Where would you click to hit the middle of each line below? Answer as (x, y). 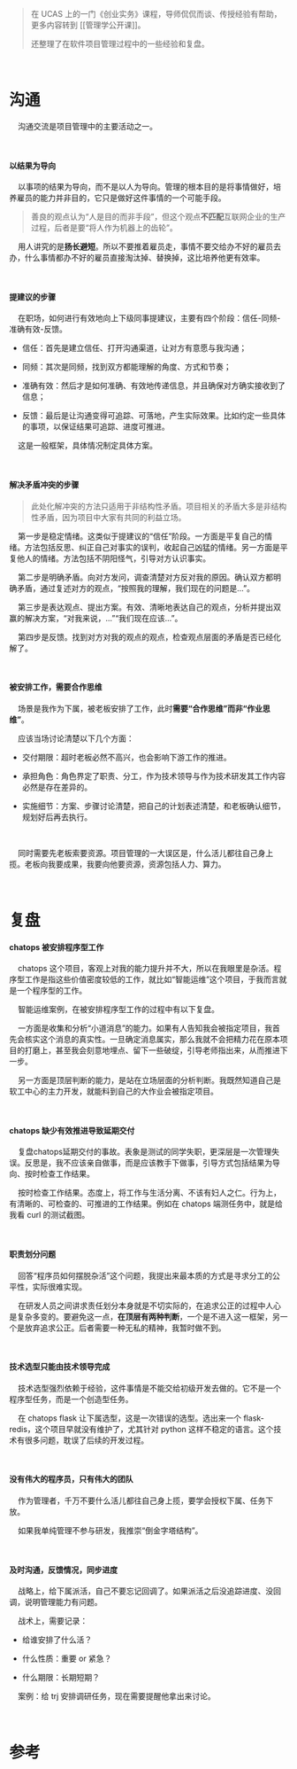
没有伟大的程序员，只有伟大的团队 (71, 1479)
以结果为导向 (32, 165)
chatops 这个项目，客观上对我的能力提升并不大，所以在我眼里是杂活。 (145, 969)
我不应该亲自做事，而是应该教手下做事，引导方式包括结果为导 (168, 1163)
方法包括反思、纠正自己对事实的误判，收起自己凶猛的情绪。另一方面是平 (156, 547)
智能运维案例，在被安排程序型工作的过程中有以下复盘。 (118, 1009)
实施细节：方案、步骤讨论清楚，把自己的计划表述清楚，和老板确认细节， (153, 806)
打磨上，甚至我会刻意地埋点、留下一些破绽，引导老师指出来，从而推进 (152, 1050)
